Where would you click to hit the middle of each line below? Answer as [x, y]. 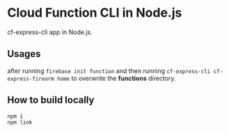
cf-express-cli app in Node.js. [50, 32]
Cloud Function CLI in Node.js [95, 13]
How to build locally [51, 100]
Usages [24, 54]
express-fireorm [31, 79]
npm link [20, 123]
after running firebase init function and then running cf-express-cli [109, 70]
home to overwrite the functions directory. [116, 78]
